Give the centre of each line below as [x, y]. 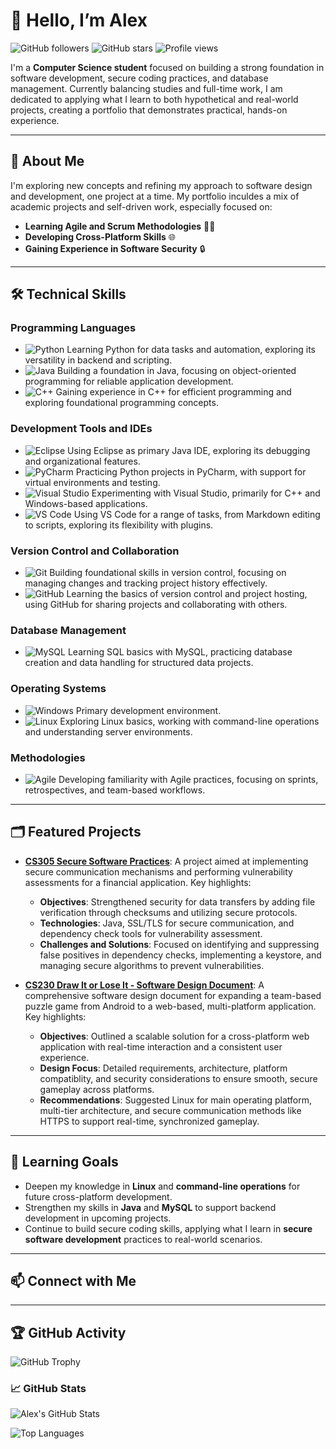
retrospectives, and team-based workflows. [115, 790]
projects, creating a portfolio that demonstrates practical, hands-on [149, 110]
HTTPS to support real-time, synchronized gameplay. [149, 1121]
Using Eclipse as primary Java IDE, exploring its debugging [189, 450]
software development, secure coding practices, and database [139, 78]
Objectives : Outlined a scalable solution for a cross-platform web [174, 1036]
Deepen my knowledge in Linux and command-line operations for [162, 1186]
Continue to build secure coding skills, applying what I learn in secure [168, 1228]
